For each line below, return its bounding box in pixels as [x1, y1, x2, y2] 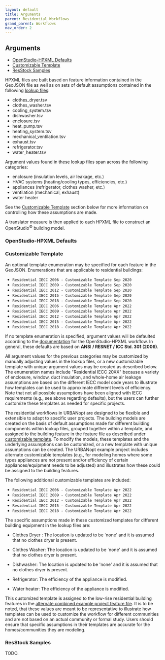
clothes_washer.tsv [12, 102, 52, 108]
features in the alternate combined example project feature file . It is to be [5, 600, 154, 606]
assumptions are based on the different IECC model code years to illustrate [5, 379, 158, 385]
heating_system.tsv [12, 128, 52, 134]
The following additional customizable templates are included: [5, 477, 131, 483]
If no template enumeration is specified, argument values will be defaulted [5, 333, 156, 339]
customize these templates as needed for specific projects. [5, 400, 126, 406]
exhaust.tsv [12, 139, 36, 144]
